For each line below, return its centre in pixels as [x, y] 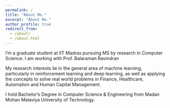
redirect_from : [21, 29]
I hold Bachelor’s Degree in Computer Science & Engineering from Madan [82, 94]
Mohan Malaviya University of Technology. [50, 99]
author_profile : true [28, 24]
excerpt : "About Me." [28, 19]
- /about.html [25, 39]
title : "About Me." [26, 15]
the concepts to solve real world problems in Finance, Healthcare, [75, 79]
